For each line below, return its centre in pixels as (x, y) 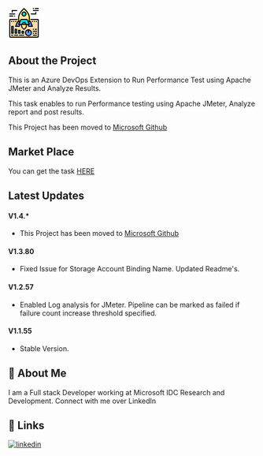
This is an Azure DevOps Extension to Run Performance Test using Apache (130, 80)
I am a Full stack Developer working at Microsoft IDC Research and (117, 392)
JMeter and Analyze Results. (55, 88)
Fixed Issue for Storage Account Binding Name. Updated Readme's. (130, 269)
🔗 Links (26, 426)
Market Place (41, 152)
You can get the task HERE (52, 171)
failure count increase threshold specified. (88, 313)
